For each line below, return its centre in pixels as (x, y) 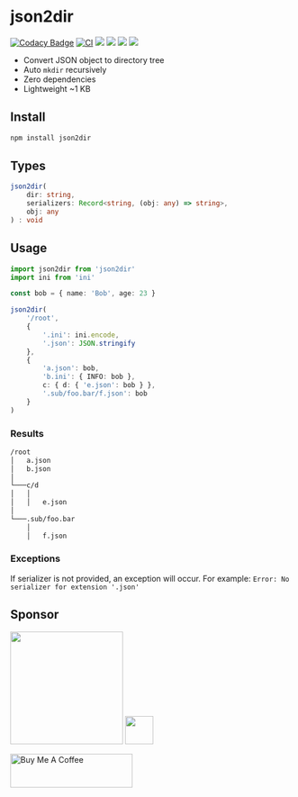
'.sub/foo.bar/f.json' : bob (95, 394)
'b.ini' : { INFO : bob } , (89, 377)
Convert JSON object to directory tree (94, 59)
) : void (27, 220)
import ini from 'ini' (53, 277)
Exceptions (36, 558)
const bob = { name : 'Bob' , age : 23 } (83, 294)
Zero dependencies (59, 79)
